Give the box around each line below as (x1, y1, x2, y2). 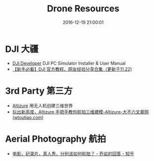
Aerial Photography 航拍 (5, 133, 106, 144)
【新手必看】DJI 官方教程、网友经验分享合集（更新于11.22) (12, 66, 132, 72)
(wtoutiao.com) (12, 114, 44, 120)
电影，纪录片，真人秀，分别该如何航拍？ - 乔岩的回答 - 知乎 (12, 151, 135, 157)
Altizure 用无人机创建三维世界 (12, 103, 73, 108)
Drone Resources (47, 3, 120, 14)
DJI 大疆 (5, 43, 39, 54)
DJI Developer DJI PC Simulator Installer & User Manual (12, 60, 126, 66)
